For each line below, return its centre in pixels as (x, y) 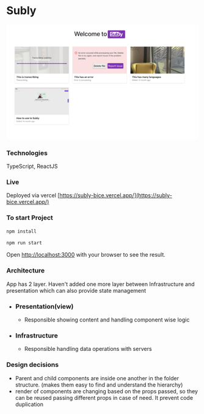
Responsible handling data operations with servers (88, 349)
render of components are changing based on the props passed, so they (107, 391)
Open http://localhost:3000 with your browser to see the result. (86, 255)
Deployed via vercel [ (33, 195)
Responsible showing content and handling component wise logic (107, 320)
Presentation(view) (44, 306)
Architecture (26, 271)
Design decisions (33, 365)
